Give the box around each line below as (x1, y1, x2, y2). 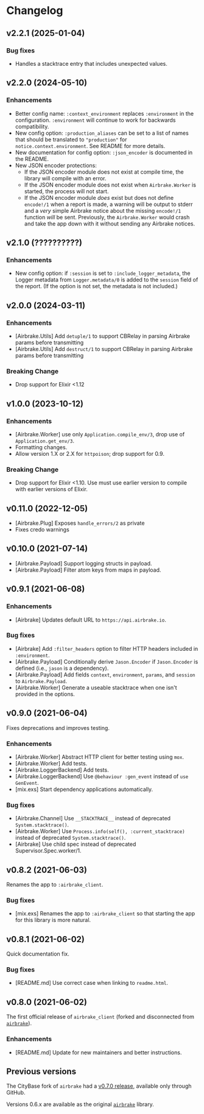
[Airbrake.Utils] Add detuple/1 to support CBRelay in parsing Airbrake (15, 332, 191, 339)
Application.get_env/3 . (15, 437, 75, 444)
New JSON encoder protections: (15, 161, 97, 169)
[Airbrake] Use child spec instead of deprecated (15, 840, 136, 848)
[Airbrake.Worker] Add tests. (15, 759, 88, 767)
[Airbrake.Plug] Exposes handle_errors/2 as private (15, 519, 145, 527)
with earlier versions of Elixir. (15, 486, 88, 493)
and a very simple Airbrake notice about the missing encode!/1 (24, 207, 181, 214)
